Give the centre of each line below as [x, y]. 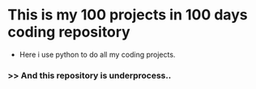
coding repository [69, 32]
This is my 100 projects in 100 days [128, 15]
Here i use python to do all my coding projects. [97, 54]
